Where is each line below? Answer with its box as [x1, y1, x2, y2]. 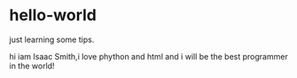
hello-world [9, 5, 98, 25]
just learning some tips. [9, 34, 95, 45]
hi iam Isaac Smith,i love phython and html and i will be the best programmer [9, 51, 288, 61]
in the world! [9, 60, 55, 71]
